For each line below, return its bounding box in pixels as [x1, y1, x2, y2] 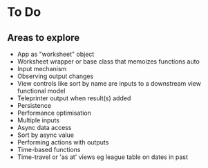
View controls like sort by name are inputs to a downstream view [17, 80, 202, 87]
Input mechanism [17, 65, 67, 73]
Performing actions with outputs [17, 138, 109, 146]
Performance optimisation [17, 109, 91, 117]
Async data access [17, 124, 72, 131]
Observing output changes [17, 72, 94, 80]
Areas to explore [7, 32, 80, 44]
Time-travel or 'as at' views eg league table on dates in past [17, 153, 189, 161]
